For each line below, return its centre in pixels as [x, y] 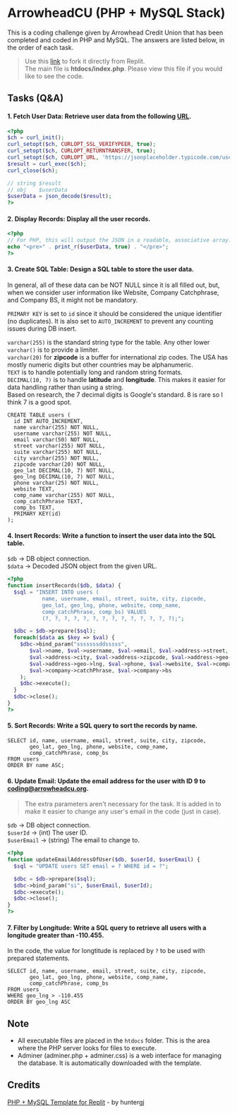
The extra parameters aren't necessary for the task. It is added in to [123, 804]
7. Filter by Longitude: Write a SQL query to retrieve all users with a [107, 928]
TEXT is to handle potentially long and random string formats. [95, 372]
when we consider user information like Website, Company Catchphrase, [113, 293]
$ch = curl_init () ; [36, 138]
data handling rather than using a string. [66, 387]
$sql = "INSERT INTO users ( [56, 592]
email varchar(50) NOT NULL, [56, 440]
